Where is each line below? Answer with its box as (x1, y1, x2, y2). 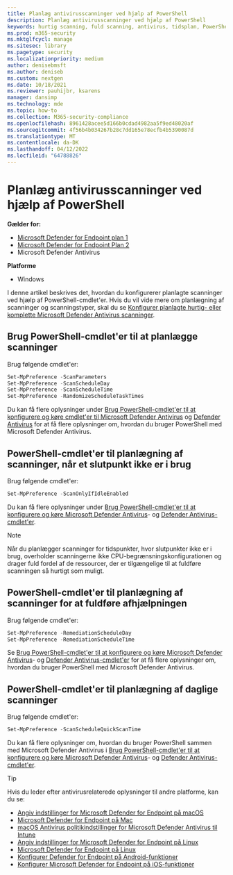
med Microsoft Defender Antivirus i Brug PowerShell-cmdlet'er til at (7, 746, 200, 754)
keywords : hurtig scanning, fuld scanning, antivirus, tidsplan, (7, 23, 200, 30)
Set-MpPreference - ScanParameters (7, 373, 107, 381)
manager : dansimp (7, 94, 58, 101)
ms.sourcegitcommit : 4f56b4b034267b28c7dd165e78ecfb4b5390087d (7, 126, 194, 133)
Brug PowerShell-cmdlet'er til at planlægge (7, 331, 198, 342)
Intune (17, 831, 36, 839)
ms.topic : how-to (7, 107, 58, 114)
